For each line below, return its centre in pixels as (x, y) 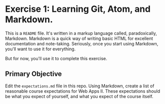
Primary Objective (33, 74)
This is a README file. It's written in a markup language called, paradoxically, (81, 33)
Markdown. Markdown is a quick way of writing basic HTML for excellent (79, 38)
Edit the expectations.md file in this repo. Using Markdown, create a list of (80, 86)
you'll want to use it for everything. (40, 49)
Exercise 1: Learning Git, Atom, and (78, 9)
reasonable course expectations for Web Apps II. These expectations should (83, 91)
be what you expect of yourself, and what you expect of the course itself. (79, 96)
